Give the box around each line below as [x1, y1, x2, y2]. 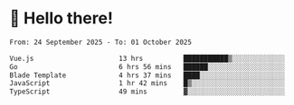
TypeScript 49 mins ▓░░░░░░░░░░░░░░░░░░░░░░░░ [9, 87, 285, 97]
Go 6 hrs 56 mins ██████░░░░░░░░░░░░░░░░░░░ [9, 62, 285, 71]
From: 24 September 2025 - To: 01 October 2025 [9, 38, 193, 47]
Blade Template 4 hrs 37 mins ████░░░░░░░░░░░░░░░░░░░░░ [9, 71, 285, 80]
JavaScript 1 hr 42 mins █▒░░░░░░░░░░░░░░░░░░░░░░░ [9, 79, 285, 88]
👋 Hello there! [9, 8, 113, 29]
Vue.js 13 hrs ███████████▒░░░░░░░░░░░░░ [9, 54, 285, 63]
